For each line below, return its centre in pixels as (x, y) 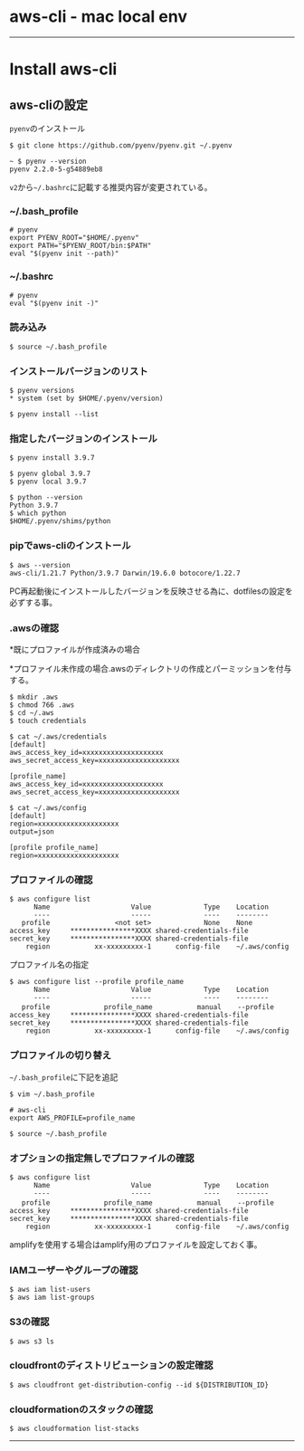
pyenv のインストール (47, 128)
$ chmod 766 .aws (42, 705)
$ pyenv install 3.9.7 (52, 458)
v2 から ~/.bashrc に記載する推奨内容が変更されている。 (111, 186)
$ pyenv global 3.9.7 (50, 474)
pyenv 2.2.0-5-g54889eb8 (56, 169)
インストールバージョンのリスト (79, 371)
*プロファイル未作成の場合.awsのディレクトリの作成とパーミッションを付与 (151, 669)
